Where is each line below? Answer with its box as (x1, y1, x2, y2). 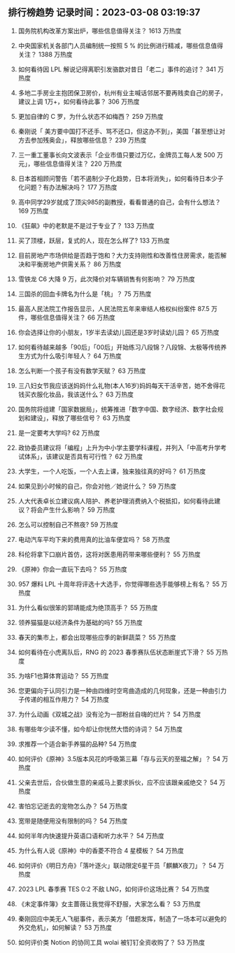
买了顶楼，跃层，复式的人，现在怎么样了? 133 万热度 (17, 236, 170, 245)
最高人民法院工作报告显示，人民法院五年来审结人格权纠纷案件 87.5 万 (17, 304, 218, 313)
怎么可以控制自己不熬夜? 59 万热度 (17, 520, 118, 529)
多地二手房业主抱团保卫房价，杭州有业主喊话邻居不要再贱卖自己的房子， (17, 88, 227, 96)
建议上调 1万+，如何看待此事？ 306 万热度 (17, 97, 140, 106)
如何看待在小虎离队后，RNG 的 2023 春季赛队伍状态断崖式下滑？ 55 (17, 647, 214, 656)
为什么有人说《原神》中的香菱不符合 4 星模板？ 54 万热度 (17, 846, 184, 854)
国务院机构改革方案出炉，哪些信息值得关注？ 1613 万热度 (17, 27, 182, 35)
